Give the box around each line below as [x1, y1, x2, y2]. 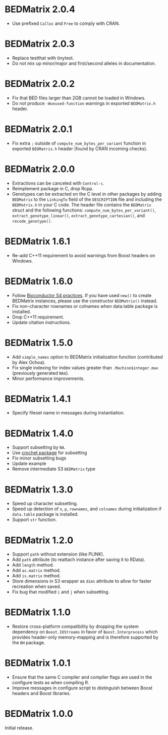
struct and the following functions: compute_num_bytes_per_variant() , [12, 207, 156, 213]
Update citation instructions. [12, 319, 71, 325]
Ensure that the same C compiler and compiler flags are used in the [12, 674, 152, 680]
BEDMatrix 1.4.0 [5, 428, 74, 439]
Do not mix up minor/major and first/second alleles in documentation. [12, 60, 156, 66]
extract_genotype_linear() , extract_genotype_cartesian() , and [12, 212, 145, 219]
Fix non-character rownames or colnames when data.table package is [12, 303, 158, 309]
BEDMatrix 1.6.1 [5, 235, 71, 247]
